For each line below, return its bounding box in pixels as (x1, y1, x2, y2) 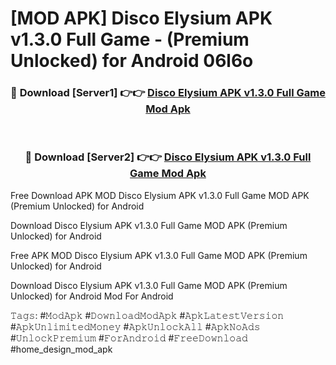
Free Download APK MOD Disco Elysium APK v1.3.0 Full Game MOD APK (10, 189, 310, 201)
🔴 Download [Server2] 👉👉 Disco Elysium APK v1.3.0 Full (24, 150, 312, 164)
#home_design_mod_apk (10, 343, 113, 355)
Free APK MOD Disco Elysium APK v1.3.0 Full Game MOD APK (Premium (10, 249, 308, 261)
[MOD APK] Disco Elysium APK (10, 7, 273, 30)
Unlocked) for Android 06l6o (10, 50, 254, 72)
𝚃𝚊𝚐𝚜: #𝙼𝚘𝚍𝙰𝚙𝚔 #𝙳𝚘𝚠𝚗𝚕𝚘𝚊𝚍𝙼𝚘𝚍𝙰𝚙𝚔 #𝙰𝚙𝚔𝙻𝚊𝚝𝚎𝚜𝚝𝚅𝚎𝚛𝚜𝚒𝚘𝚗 (10, 309, 285, 321)
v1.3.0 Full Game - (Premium (10, 28, 250, 51)
